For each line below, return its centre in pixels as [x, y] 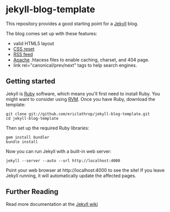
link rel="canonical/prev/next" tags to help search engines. [75, 65]
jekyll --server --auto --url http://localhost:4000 [63, 161]
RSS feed [23, 54]
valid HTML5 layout [33, 43]
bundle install [22, 142]
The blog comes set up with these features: [52, 33]
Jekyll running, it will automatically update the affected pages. [71, 176]
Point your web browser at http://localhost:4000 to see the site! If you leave [85, 170]
